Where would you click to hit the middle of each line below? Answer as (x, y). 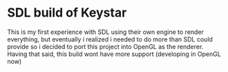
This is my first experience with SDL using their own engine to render (105, 32)
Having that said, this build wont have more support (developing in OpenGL (114, 54)
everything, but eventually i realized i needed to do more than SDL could (110, 39)
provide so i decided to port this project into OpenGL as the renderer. (105, 46)
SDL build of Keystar (67, 13)
